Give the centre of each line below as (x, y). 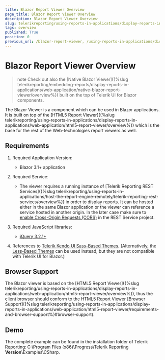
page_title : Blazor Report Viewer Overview (50, 14)
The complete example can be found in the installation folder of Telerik (77, 342)
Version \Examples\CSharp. (33, 352)
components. (30, 100)
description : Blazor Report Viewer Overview (51, 19)
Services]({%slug (37, 191)
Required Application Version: (42, 158)
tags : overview (21, 28)
